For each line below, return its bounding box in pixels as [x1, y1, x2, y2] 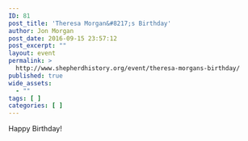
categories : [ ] [8, 102, 63, 110]
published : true [8, 72, 63, 80]
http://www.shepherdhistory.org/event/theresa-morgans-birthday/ [15, 64, 241, 73]
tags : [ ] [8, 94, 42, 102]
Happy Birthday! [8, 124, 62, 134]
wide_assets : [8, 79, 53, 87]
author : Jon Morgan [8, 27, 74, 35]
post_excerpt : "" [8, 42, 67, 50]
